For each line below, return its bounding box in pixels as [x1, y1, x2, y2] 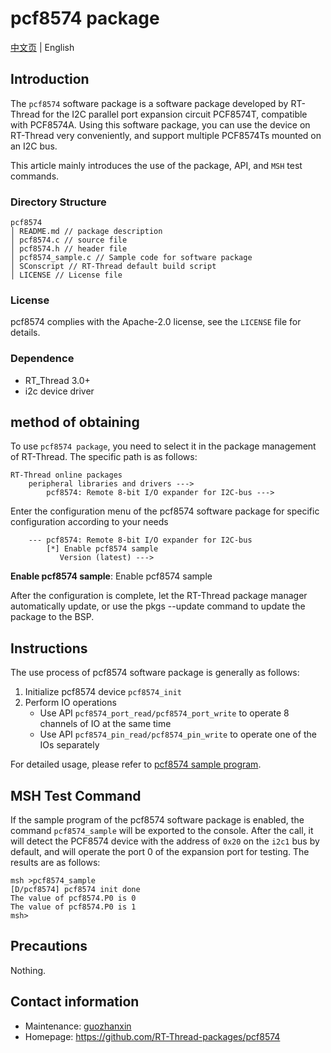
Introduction [10, 71, 90, 88]
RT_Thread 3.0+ [24, 374, 91, 386]
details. [10, 327, 41, 339]
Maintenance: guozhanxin [24, 1020, 132, 1032]
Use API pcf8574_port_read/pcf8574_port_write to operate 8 [39, 707, 290, 719]
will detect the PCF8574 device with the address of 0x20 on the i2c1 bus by [10, 835, 320, 847]
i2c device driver [24, 385, 95, 397]
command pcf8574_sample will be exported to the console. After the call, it [10, 825, 314, 837]
